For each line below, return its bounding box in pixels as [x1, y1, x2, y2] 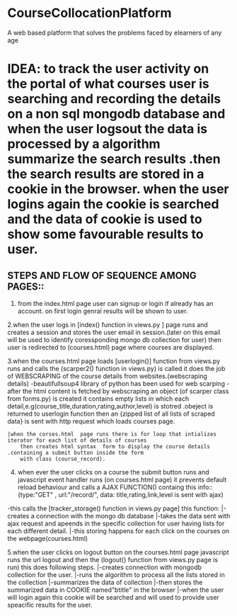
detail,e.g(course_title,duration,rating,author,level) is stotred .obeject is [7, 401, 214, 410]
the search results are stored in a [7, 166, 204, 182]
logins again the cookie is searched [7, 196, 219, 212]
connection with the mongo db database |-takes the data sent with [35, 511, 231, 520]
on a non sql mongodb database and [7, 106, 226, 122]
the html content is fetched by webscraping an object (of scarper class [22, 387, 229, 395]
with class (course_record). [20, 455, 106, 462]
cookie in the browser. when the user [7, 181, 230, 198]
